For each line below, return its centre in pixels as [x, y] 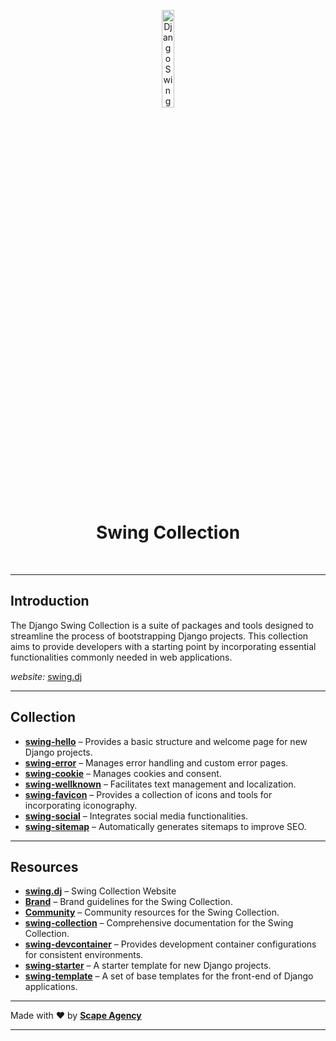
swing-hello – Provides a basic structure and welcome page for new [166, 741]
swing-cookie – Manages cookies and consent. [123, 773]
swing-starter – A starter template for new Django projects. [148, 966]
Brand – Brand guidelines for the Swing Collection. [128, 902]
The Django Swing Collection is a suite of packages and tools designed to [162, 625]
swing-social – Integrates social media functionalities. [136, 816]
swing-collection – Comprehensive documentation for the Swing [159, 923]
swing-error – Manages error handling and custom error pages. [156, 762]
